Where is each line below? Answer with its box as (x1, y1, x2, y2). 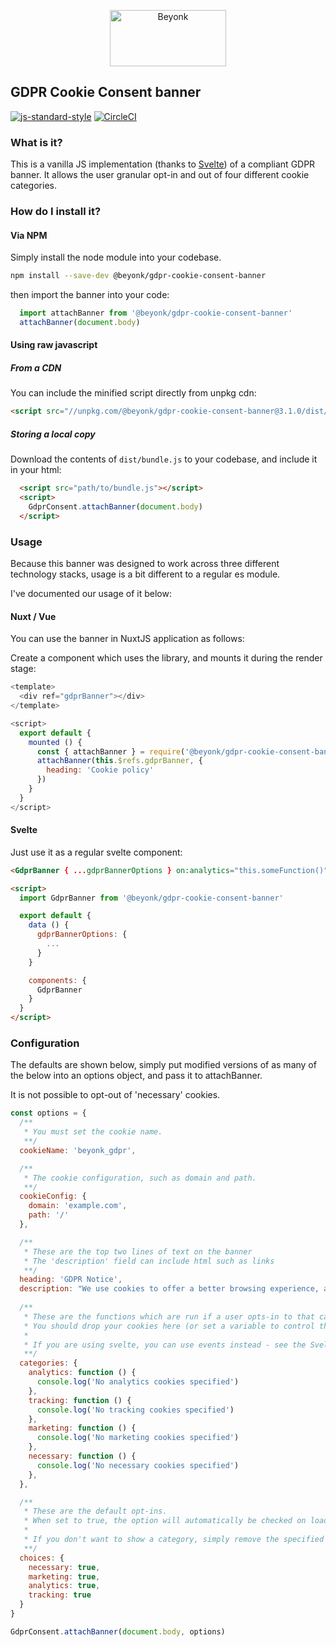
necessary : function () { (28, 1451, 137, 1462)
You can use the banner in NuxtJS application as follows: (10, 633, 245, 645)
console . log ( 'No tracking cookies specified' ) (36, 1405, 235, 1415)
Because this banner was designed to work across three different (10, 558, 280, 570)
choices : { (19, 1553, 65, 1563)
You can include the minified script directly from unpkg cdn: (10, 387, 257, 399)
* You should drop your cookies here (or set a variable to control (23, 1321, 315, 1331)
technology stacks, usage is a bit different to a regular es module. (10, 568, 281, 580)
